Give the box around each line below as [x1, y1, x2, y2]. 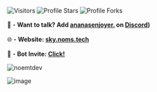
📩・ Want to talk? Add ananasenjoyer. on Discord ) [7, 21, 151, 29]
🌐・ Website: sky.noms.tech [7, 35, 89, 43]
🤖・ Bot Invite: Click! [7, 50, 65, 58]
